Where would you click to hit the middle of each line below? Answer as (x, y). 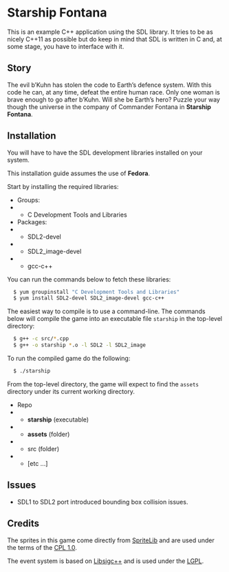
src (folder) (43, 448)
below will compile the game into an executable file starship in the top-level (115, 319)
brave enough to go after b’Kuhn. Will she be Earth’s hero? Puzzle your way (113, 99)
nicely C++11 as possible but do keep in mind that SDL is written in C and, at (115, 39)
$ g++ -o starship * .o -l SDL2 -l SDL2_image (80, 345)
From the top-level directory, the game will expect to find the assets (103, 384)
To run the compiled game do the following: (69, 358)
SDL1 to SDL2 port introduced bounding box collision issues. (102, 502)
